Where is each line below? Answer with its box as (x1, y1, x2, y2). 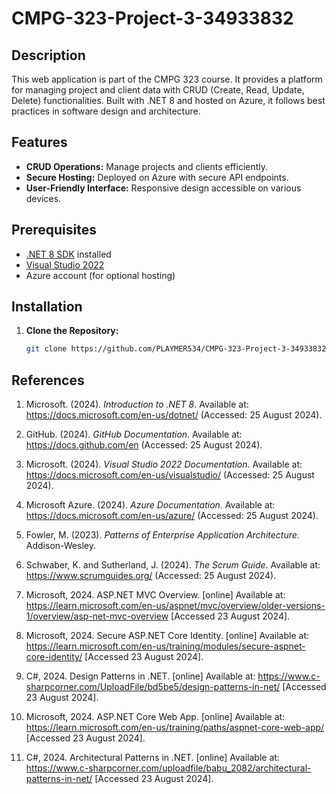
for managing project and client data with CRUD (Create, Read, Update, (11, 84, 305, 96)
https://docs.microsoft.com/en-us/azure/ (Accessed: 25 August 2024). (25, 510, 319, 522)
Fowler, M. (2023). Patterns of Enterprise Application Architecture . (25, 529, 300, 541)
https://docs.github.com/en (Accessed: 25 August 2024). (25, 439, 263, 451)
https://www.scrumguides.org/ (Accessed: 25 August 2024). (25, 570, 277, 582)
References (11, 372, 85, 389)
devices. (25, 192, 62, 204)
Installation (11, 298, 83, 316)
